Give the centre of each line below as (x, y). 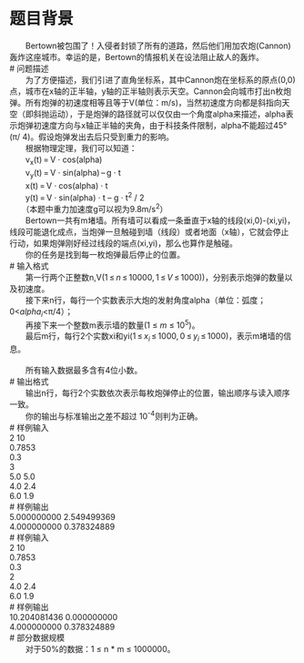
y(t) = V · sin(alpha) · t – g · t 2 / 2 (85, 197)
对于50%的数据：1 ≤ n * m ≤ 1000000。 (100, 648)
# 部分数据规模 (37, 637)
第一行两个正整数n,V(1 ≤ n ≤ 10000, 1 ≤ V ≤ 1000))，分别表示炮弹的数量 (155, 277)
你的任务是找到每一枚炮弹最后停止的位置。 (105, 254)
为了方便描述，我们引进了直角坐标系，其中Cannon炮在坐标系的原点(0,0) (160, 79)
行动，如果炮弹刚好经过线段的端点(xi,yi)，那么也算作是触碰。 (124, 243)
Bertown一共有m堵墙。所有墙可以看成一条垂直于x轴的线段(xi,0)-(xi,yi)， (160, 220)
